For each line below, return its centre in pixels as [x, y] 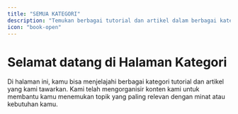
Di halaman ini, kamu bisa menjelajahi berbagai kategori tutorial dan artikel [116, 81]
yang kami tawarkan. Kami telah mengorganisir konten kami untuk [103, 89]
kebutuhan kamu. [33, 104]
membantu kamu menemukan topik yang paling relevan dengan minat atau [116, 97]
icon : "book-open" [34, 27]
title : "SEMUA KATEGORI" [44, 14]
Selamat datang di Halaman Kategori [117, 62]
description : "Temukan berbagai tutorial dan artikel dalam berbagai [112, 21]
